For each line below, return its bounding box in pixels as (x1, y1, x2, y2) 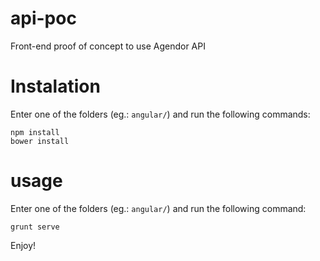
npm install (10, 127, 60, 137)
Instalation (10, 75, 101, 98)
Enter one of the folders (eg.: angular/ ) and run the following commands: (10, 108, 311, 120)
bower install (10, 136, 70, 146)
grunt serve (10, 222, 60, 232)
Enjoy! (10, 239, 37, 251)
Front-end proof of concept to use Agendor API (10, 40, 206, 52)
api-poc (10, 7, 77, 30)
